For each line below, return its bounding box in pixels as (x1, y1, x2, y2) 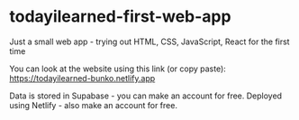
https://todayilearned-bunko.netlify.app (9, 72, 156, 83)
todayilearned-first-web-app (9, 6, 231, 27)
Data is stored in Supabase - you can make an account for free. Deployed (9, 90, 282, 101)
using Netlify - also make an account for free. (9, 99, 178, 110)
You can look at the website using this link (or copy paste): (9, 63, 227, 74)
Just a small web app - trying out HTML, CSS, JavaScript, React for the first (9, 36, 290, 47)
